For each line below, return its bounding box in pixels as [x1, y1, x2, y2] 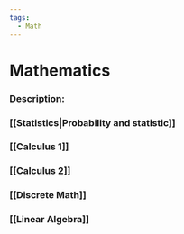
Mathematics [9, 60, 111, 81]
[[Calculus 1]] [9, 140, 69, 153]
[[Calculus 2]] [9, 165, 71, 177]
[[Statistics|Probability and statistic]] [9, 116, 176, 129]
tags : [9, 13, 30, 22]
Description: [9, 92, 65, 104]
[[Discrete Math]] [9, 189, 87, 202]
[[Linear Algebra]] [9, 213, 90, 226]
